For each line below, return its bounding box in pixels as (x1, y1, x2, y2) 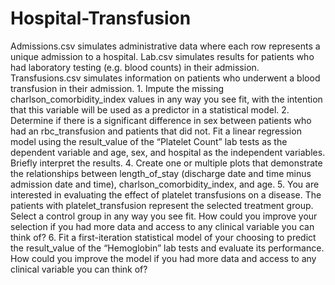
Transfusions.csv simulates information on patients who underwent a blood (10, 72, 321, 84)
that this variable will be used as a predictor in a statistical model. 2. (10, 103, 290, 116)
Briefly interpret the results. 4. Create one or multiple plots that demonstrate (10, 157, 323, 169)
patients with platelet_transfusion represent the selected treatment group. (10, 199, 314, 211)
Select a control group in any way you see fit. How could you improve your (10, 210, 318, 222)
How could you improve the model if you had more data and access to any (10, 252, 317, 264)
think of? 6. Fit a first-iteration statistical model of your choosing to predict (10, 231, 317, 243)
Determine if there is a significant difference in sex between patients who (10, 114, 312, 126)
